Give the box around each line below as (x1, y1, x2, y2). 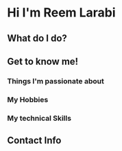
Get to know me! (7, 55, 79, 67)
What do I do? (7, 32, 67, 44)
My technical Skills (7, 113, 72, 123)
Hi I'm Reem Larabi (7, 5, 116, 21)
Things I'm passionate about (7, 76, 104, 85)
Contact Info (7, 134, 62, 146)
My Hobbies (7, 94, 49, 104)
